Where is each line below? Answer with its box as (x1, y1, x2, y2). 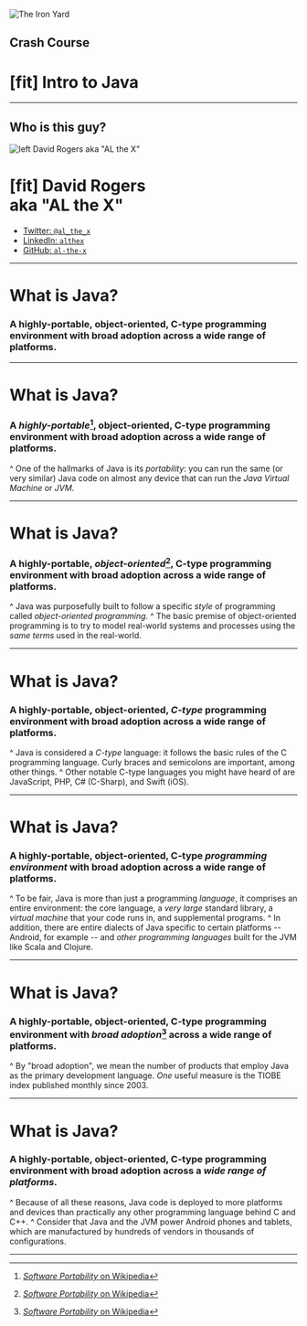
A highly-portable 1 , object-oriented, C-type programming (9, 417, 271, 432)
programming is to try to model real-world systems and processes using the (9, 620, 296, 631)
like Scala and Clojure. (9, 942, 93, 953)
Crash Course (9, 35, 90, 50)
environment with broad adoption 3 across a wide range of (9, 1026, 272, 1041)
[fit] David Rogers (9, 176, 146, 197)
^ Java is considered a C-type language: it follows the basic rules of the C (9, 746, 288, 758)
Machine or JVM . (9, 482, 75, 493)
